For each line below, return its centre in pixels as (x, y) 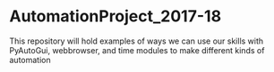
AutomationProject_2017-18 (116, 16)
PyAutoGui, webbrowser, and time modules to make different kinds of (137, 50)
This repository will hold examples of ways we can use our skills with (137, 41)
